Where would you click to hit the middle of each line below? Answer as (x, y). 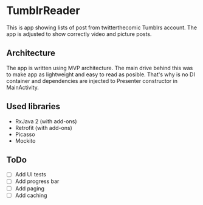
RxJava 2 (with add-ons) (46, 121)
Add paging (29, 188)
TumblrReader (43, 11)
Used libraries (33, 106)
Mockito (25, 140)
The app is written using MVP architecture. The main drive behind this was (100, 68)
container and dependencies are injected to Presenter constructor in (92, 81)
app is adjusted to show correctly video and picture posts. (79, 34)
